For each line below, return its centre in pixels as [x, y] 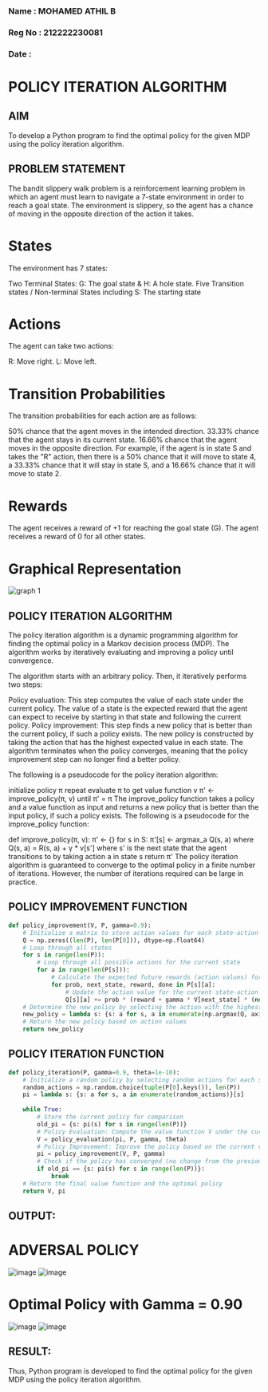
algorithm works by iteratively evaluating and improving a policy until [121, 653]
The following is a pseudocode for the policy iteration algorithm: [113, 775]
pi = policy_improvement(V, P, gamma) [101, 1154]
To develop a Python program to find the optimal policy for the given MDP [129, 135]
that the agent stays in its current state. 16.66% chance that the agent [123, 440]
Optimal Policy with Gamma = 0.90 [126, 1305]
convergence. [31, 661]
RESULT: [30, 1352]
